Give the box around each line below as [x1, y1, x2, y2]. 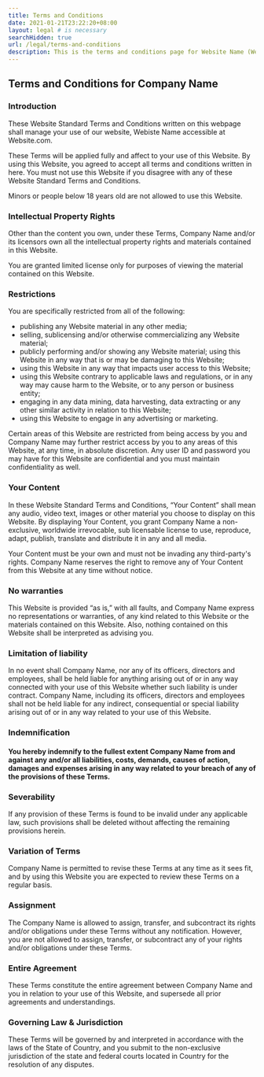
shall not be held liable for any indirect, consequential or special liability [8, 699, 240, 709]
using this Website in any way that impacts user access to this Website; [19, 364, 251, 373]
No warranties [8, 585, 64, 596]
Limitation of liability [8, 647, 88, 658]
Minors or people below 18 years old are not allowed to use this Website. [8, 191, 243, 201]
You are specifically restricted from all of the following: [8, 306, 185, 316]
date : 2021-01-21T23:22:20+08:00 [8, 19, 118, 27]
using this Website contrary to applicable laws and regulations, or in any [19, 372, 253, 382]
